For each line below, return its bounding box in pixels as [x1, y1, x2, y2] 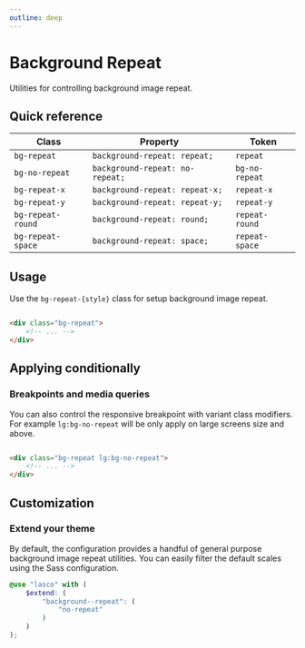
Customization [9, 496, 95, 511]
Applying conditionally [9, 360, 141, 377]
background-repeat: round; [92, 214, 209, 225]
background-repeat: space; [92, 236, 209, 246]
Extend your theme [9, 523, 95, 535]
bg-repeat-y [14, 197, 66, 208]
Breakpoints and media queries [9, 388, 150, 400]
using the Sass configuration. [9, 562, 120, 573]
